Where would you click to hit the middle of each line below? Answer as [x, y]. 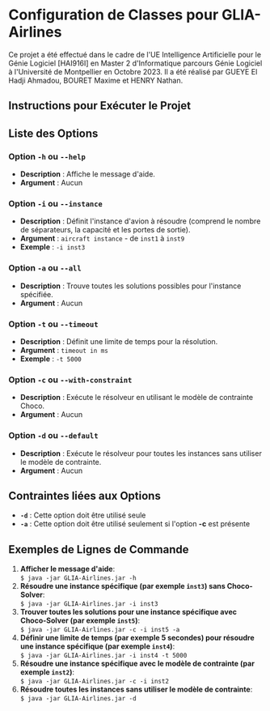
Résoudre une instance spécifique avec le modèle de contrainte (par [137, 664]
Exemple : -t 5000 [51, 359]
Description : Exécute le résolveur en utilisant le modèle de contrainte [136, 398]
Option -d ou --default [53, 436]
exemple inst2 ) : [47, 672]
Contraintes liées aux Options [85, 496]
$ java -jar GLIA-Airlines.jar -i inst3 [89, 604]
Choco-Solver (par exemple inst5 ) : [80, 620]
